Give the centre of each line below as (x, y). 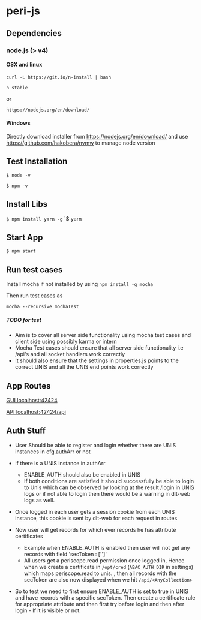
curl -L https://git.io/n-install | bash (59, 77)
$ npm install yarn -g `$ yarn (44, 219)
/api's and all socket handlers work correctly (70, 354)
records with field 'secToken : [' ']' (65, 554)
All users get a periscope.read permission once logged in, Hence (104, 560)
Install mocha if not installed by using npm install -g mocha (80, 284)
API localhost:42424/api (36, 411)
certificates (29, 536)
